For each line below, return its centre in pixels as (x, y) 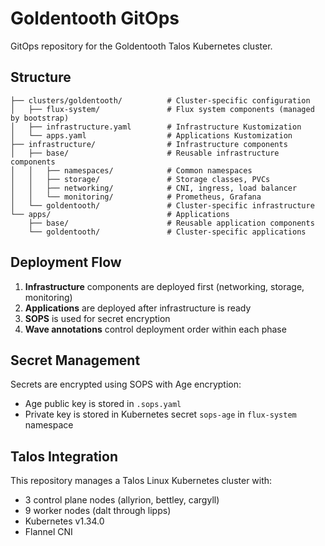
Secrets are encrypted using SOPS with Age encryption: (126, 384)
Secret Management (75, 360)
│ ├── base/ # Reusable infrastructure (145, 153)
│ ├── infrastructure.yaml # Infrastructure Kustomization (156, 127)
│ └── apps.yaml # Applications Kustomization (151, 135)
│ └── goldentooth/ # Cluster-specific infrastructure (162, 205)
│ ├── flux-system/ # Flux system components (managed (162, 109)
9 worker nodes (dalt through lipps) (98, 511)
